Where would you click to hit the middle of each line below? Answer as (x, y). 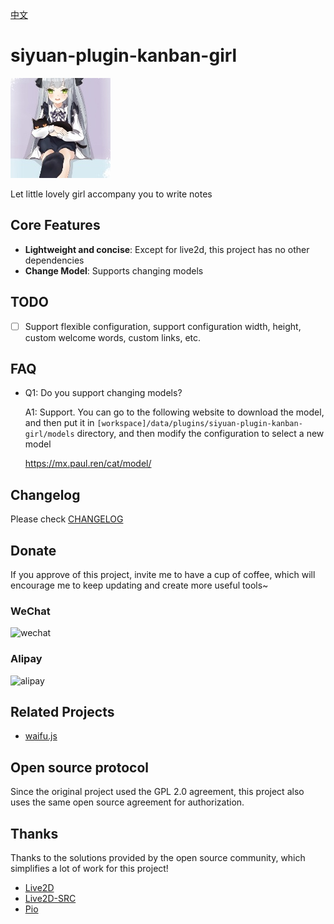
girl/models (49, 434)
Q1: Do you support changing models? (103, 393)
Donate (33, 550)
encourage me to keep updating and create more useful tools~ (139, 585)
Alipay (26, 659)
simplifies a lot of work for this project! (89, 869)
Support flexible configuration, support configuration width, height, (163, 326)
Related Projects (62, 712)
